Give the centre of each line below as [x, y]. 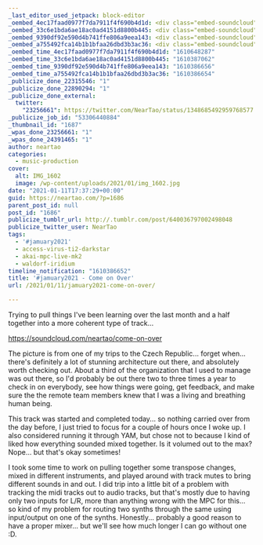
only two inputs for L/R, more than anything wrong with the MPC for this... [127, 501]
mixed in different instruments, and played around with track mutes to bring [130, 476]
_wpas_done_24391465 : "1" [50, 139]
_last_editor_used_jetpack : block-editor [77, 15]
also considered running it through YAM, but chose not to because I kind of [129, 435]
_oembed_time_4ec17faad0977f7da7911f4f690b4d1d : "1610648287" [112, 52]
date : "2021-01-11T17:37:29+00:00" [66, 190]
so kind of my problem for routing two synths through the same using [120, 509]
